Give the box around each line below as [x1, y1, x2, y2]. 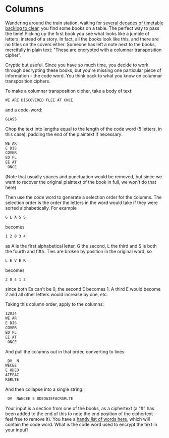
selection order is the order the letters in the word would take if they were [5, 200, 158, 206]
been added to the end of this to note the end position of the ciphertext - [5, 411, 156, 417]
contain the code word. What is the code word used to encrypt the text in [5, 421, 157, 427]
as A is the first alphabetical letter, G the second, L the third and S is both [5, 243, 157, 249]
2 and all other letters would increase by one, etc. [5, 292, 108, 298]
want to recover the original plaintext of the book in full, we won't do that [5, 179, 156, 185]
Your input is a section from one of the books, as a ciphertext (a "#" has [5, 405, 155, 411]
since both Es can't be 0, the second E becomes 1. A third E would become [5, 286, 161, 292]
